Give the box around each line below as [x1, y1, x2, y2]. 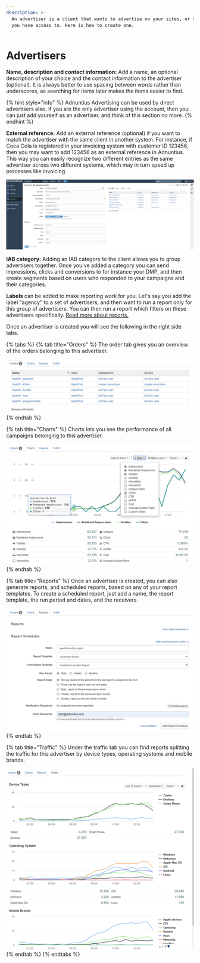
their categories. [6, 281, 46, 288]
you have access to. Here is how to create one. [11, 22, 135, 28]
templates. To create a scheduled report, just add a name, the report [6, 590, 174, 597]
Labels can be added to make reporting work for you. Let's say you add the [6, 293, 192, 300]
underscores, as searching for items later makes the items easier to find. [6, 87, 184, 95]
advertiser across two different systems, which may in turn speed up [6, 161, 175, 168]
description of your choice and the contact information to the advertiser [6, 75, 182, 82]
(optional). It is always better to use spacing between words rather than [6, 81, 182, 88]
